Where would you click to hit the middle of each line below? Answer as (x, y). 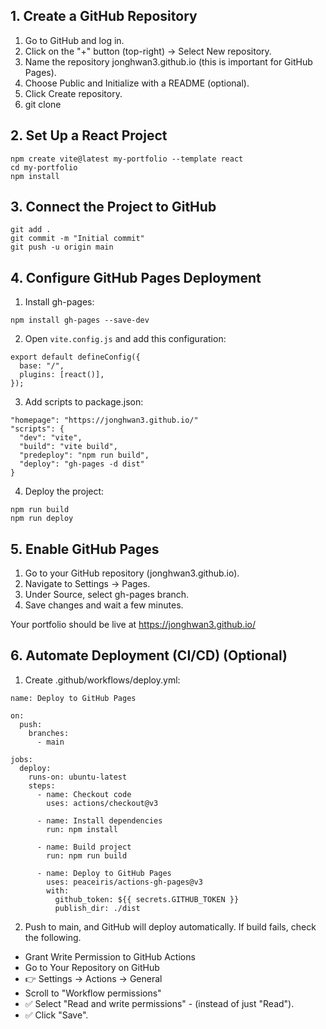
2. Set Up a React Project (89, 135)
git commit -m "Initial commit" (77, 239)
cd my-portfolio (44, 167)
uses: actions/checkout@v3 (102, 803)
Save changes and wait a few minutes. (104, 605)
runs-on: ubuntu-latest (78, 777)
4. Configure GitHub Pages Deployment (136, 277)
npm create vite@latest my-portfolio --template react (127, 159)
